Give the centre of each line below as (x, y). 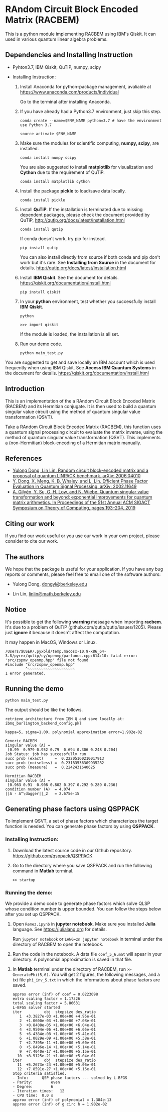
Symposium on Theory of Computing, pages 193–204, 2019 (74, 508)
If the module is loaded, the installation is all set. (69, 334)
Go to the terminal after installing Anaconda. (65, 102)
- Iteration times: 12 (38, 1091)
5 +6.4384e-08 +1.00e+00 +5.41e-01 (58, 1034)
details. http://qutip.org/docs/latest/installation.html (73, 268)
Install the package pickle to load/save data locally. (73, 191)
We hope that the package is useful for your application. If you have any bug (84, 569)
